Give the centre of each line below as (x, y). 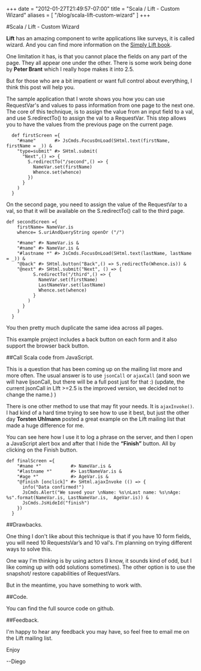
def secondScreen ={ (32, 222)
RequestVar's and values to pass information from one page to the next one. (100, 105)
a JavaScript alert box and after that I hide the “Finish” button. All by (91, 443)
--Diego (16, 661)
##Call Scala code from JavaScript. (50, 357)
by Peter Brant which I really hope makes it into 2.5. (70, 69)
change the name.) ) (31, 394)
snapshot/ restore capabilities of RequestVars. (63, 573)
